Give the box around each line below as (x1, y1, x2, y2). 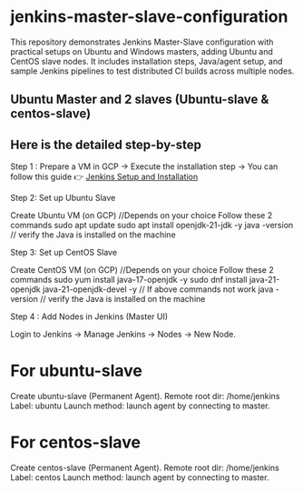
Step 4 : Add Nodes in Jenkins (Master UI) (10, 311, 169, 322)
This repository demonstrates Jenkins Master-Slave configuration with (10, 36, 274, 47)
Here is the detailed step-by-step (10, 136, 202, 152)
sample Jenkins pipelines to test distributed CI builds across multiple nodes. (10, 65, 295, 76)
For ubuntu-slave (10, 361, 143, 381)
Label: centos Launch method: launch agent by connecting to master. (10, 472, 269, 483)
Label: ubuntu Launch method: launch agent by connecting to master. (10, 400, 270, 411)
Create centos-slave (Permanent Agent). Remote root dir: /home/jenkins (10, 462, 279, 474)
